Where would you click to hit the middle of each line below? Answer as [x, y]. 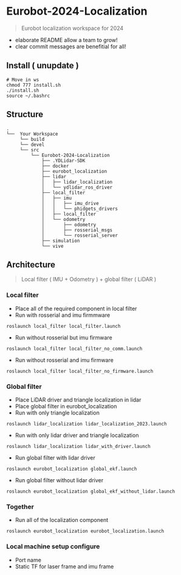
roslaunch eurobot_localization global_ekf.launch [72, 469]
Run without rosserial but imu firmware [63, 338]
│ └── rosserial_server [80, 235]
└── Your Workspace [32, 134]
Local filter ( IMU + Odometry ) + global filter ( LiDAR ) [89, 280]
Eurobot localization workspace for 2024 [72, 28]
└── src [29, 150]
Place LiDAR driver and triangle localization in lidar [78, 400]
